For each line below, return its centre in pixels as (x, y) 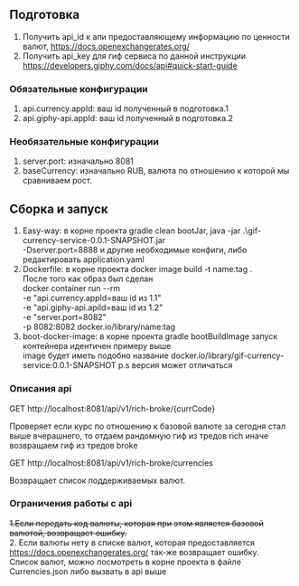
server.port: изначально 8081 (78, 161)
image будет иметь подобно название (96, 355)
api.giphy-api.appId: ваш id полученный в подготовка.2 (127, 118)
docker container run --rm (71, 288)
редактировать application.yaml (83, 260)
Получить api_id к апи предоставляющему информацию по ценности (156, 36)
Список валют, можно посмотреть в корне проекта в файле (126, 562)
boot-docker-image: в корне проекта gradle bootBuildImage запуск (150, 336)
